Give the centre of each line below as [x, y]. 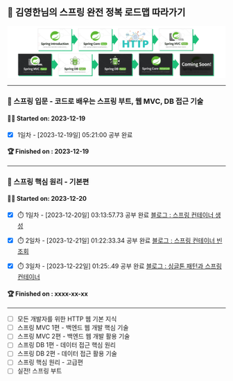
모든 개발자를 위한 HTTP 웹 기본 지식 [67, 319]
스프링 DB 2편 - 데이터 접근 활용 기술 [67, 354]
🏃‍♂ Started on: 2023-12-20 [47, 199]
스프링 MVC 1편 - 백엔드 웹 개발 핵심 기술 [73, 328]
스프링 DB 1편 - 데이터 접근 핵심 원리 [67, 345]
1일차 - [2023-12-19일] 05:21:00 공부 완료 [75, 134]
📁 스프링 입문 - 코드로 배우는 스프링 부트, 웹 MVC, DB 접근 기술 [105, 101]
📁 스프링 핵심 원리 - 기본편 [48, 181]
